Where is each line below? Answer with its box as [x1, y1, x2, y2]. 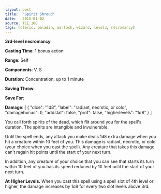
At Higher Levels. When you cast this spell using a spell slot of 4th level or [5, 178, 154, 184]
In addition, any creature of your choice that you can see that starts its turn [5, 159, 154, 164]
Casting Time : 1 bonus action [5, 48, 64, 54]
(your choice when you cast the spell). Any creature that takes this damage [5, 144, 155, 150]
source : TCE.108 [5, 20, 38, 26]
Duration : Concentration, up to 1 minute [5, 76, 84, 82]
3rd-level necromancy [5, 38, 51, 44]
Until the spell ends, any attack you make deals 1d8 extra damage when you [5, 134, 156, 140]
